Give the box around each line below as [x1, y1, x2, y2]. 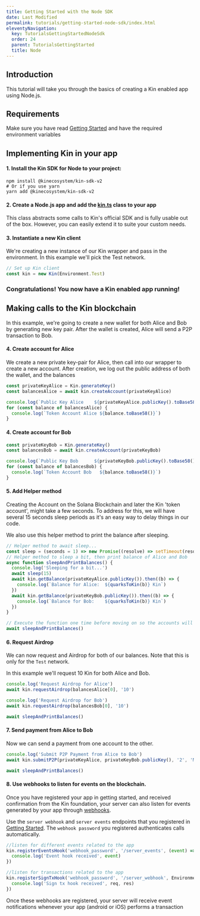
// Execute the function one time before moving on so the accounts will [6, 620, 193, 626]
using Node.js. [6, 92, 42, 99]
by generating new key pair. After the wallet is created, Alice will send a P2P [6, 325, 192, 332]
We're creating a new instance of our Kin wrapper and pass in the [6, 248, 167, 255]
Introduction [6, 70, 54, 80]
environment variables [6, 131, 61, 138]
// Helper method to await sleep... [6, 543, 97, 549]
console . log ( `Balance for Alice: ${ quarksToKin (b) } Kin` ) [17, 582, 167, 588]
